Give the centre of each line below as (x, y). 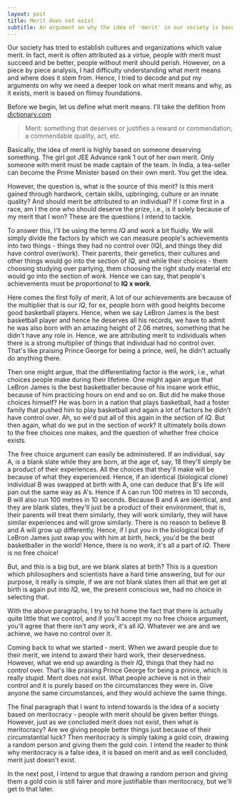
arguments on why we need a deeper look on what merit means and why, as (120, 86)
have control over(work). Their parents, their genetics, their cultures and (114, 254)
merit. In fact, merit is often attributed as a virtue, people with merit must (114, 55)
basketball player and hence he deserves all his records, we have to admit (116, 320)
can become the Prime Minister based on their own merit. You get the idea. (118, 173)
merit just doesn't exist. (42, 760)
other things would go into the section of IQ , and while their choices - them (118, 261)
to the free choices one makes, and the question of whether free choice (113, 433)
